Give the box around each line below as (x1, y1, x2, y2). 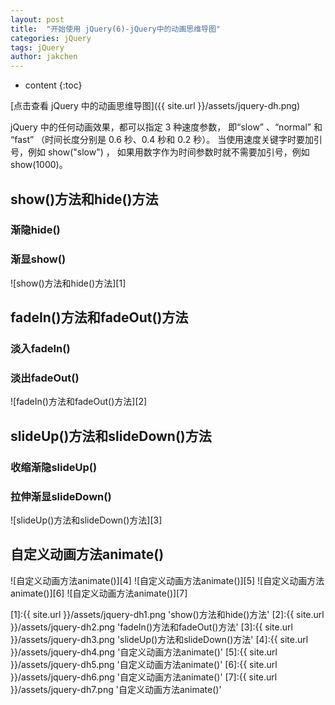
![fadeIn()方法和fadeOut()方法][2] (10, 396, 148, 408)
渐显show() (10, 252, 67, 266)
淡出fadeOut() (10, 371, 80, 385)
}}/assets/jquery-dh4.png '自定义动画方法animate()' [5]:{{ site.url (10, 646, 278, 658)
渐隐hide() (10, 223, 61, 237)
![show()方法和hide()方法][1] (10, 277, 127, 289)
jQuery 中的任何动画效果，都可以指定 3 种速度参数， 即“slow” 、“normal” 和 (10, 121, 323, 133)
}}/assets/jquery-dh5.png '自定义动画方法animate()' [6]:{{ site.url (10, 658, 278, 670)
